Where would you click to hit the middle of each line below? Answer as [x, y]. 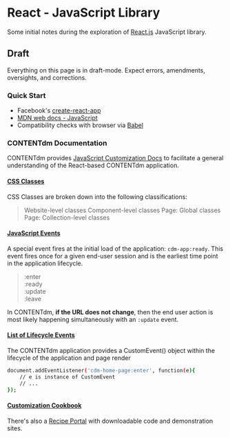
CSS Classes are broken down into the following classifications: [97, 197]
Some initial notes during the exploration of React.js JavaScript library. [107, 32]
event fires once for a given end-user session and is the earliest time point [113, 256]
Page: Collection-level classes [67, 217]
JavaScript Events [34, 234]
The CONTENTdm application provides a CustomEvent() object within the [111, 350]
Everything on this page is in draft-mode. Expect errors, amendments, [106, 70]
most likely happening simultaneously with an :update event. [93, 319]
